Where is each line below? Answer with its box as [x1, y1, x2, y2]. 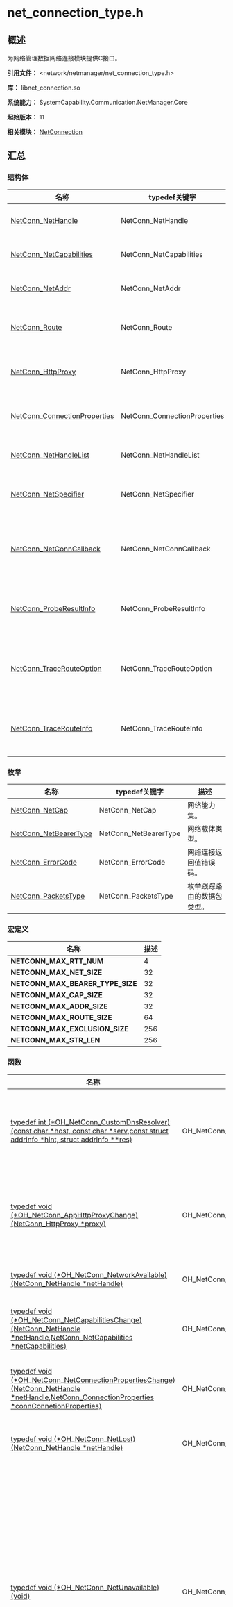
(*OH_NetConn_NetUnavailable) [53, 1582, 160, 1592]
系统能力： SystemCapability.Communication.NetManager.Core [7, 99, 189, 106]
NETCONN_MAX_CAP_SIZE [10, 990, 103, 1000]
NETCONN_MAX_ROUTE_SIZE [10, 1013, 112, 1022]
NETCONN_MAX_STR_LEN [10, 1035, 101, 1045]
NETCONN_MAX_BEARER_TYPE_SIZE [10, 979, 137, 989]
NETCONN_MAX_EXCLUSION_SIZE [10, 1024, 129, 1034]
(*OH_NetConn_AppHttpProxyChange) [10, 1210, 139, 1219]
